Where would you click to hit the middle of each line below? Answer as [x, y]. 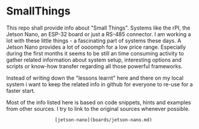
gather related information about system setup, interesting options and [94, 60]
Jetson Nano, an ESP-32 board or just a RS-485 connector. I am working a [99, 34]
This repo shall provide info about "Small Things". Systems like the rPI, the [98, 28]
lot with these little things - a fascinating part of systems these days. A [94, 40]
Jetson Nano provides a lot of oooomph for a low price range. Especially [96, 47]
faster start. [21, 90]
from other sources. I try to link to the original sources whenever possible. [98, 109]
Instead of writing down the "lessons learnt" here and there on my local [95, 78]
